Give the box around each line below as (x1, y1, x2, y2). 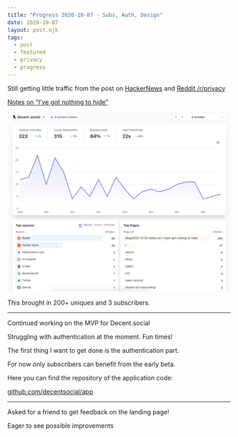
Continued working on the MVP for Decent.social (7, 319, 150, 327)
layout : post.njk (7, 26, 59, 33)
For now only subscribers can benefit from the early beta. (7, 360, 176, 368)
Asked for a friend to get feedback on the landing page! (7, 407, 170, 416)
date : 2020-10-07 (7, 18, 59, 26)
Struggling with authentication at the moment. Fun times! (7, 332, 173, 341)
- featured (13, 49, 46, 56)
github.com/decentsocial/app (7, 387, 93, 396)
